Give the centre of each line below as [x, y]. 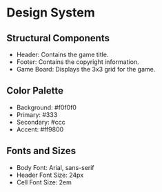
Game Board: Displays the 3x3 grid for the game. [86, 69]
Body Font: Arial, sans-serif [55, 167]
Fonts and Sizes [41, 151]
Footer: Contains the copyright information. [78, 62]
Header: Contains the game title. [62, 54]
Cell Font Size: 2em [44, 182]
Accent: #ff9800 [40, 129]
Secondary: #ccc [41, 122]
